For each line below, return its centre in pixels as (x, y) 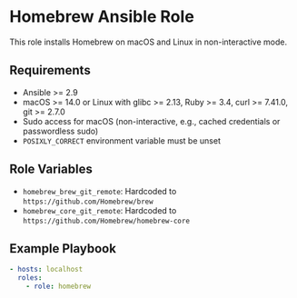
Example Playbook (63, 248)
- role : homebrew (59, 287)
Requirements (50, 70)
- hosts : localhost (46, 270)
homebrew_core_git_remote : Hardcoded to (99, 210)
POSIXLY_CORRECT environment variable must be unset (121, 140)
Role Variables (51, 169)
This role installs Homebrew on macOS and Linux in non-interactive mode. (148, 42)
